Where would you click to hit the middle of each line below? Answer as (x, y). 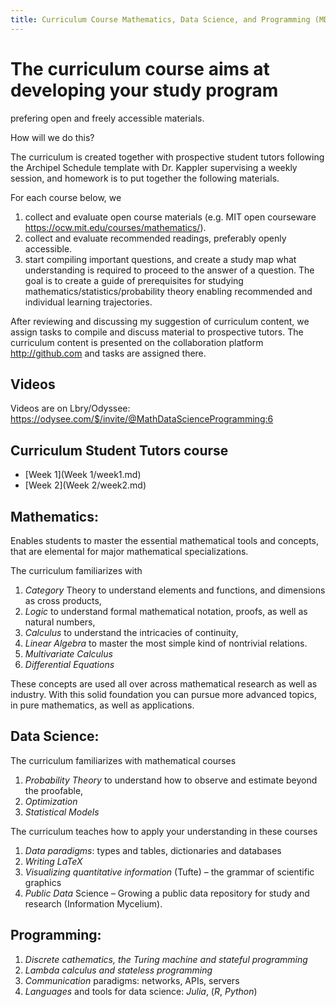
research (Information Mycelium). (93, 903)
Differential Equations (69, 664)
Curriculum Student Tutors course (119, 450)
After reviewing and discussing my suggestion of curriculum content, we (160, 321)
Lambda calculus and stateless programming (118, 970)
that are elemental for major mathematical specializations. (129, 551)
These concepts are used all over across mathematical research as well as (164, 684)
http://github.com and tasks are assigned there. (108, 353)
